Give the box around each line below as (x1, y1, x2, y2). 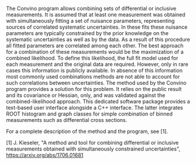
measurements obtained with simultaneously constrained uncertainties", (6, 145, 180, 152)
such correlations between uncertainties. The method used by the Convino (6, 79, 187, 86)
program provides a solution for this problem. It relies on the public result (6, 86, 182, 92)
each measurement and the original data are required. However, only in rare (6, 61, 188, 68)
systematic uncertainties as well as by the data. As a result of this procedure (6, 36, 190, 43)
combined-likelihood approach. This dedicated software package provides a (6, 98, 190, 104)
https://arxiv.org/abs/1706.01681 (6, 152, 84, 158)
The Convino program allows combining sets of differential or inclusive (6, 5, 177, 12)
